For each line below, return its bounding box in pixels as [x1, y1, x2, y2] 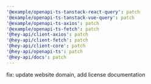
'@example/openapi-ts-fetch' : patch [6, 26, 99, 32]
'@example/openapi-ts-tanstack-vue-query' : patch [6, 15, 135, 21]
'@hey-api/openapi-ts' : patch [6, 49, 83, 55]
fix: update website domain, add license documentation [6, 71, 146, 78]
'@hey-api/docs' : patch [6, 54, 67, 60]
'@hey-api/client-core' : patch [6, 43, 86, 49]
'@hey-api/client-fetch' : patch [6, 37, 88, 43]
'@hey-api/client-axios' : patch [6, 32, 88, 38]
